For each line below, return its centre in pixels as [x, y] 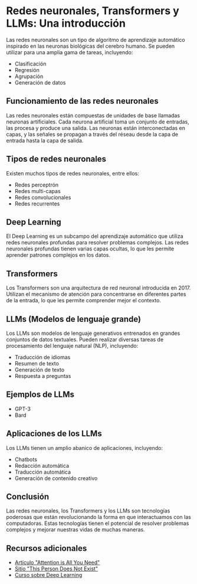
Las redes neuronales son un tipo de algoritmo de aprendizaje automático [96, 40]
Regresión [27, 70]
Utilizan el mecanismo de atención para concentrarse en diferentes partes [96, 294]
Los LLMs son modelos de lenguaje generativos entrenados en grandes [93, 333]
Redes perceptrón [37, 185]
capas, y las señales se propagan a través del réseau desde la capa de [92, 134]
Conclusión [28, 497]
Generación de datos [40, 82]
